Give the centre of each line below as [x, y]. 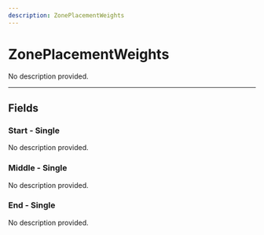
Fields [24, 108]
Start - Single [34, 130]
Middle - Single [38, 168]
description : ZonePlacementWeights [66, 15]
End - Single [32, 205]
